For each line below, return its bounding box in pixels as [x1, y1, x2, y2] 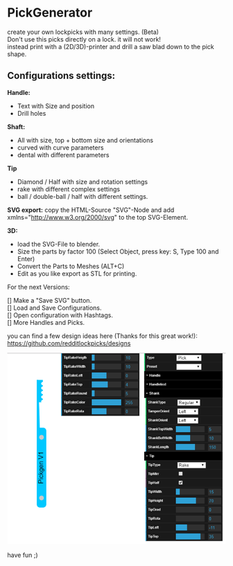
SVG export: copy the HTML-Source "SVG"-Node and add [7, 206, 175, 214]
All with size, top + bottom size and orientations [17, 136, 154, 144]
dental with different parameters [17, 150, 110, 159]
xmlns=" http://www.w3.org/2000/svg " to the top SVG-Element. [7, 213, 189, 221]
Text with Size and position [17, 102, 95, 110]
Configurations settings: [7, 70, 116, 82]
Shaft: [7, 123, 26, 131]
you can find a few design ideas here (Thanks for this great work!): [7, 331, 198, 340]
